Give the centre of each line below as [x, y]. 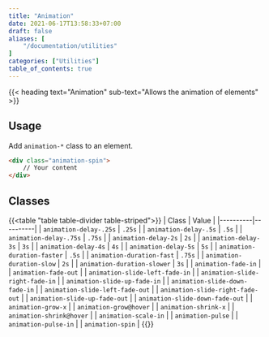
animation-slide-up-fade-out [79, 299]
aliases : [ [27, 39]
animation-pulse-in [41, 325]
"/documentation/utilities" [70, 46]
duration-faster [36, 256]
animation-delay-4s [73, 247]
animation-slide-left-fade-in [140, 273]
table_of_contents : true [50, 69]
